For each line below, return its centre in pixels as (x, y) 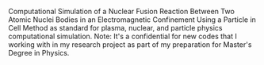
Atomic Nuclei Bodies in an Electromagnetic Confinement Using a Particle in (132, 20)
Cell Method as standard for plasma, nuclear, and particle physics (116, 28)
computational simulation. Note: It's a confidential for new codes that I (123, 36)
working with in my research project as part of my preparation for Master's (130, 45)
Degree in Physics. (39, 53)
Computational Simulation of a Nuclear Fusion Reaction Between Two (122, 11)
